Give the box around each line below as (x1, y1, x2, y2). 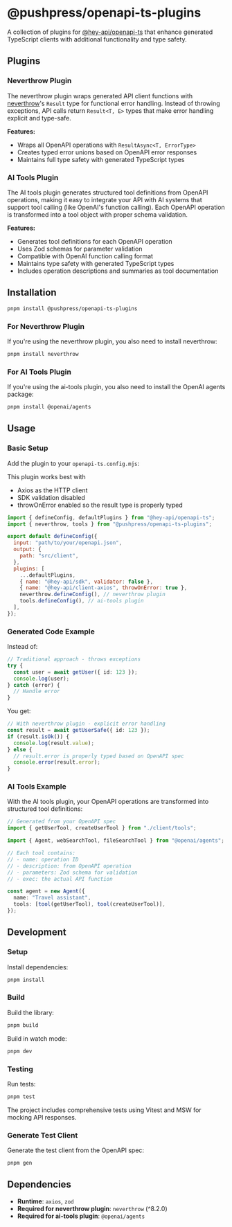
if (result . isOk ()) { (7, 733, 70, 740)
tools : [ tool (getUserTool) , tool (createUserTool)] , (13, 901, 166, 908)
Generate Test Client (7, 1130, 78, 1140)
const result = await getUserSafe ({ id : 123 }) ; (7, 727, 150, 734)
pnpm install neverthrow (7, 350, 79, 357)
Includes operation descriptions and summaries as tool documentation (17, 267, 219, 275)
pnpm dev (7, 1048, 33, 1055)
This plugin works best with (7, 472, 86, 481)
